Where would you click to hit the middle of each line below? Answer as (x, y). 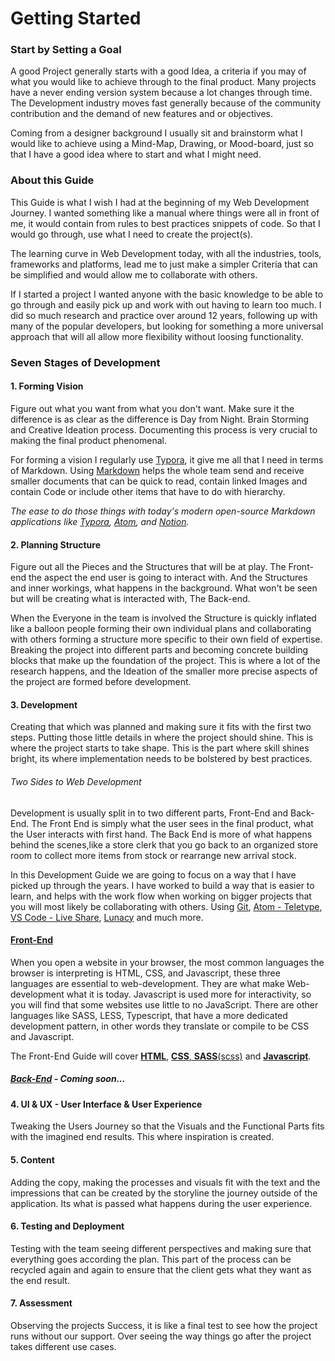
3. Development (44, 704)
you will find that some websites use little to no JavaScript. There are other (164, 1004)
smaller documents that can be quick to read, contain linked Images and (159, 481)
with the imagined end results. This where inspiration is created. (142, 1137)
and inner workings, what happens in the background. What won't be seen (164, 588)
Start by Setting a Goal (66, 50)
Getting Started (76, 18)
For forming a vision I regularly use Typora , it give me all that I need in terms (167, 459)
